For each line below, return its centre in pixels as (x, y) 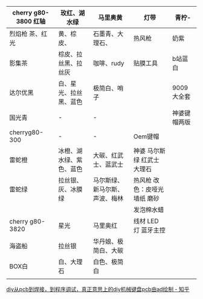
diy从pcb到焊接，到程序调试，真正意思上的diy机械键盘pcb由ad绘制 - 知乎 (98, 289)
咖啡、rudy (109, 63)
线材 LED (146, 221)
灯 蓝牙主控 (150, 230)
